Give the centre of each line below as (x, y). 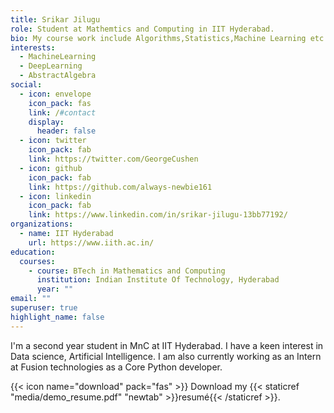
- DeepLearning (51, 66)
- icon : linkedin (55, 196)
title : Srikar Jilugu (55, 19)
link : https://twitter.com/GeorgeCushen (113, 159)
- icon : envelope (55, 94)
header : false (66, 131)
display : (46, 122)
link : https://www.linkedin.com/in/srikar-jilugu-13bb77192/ (158, 215)
